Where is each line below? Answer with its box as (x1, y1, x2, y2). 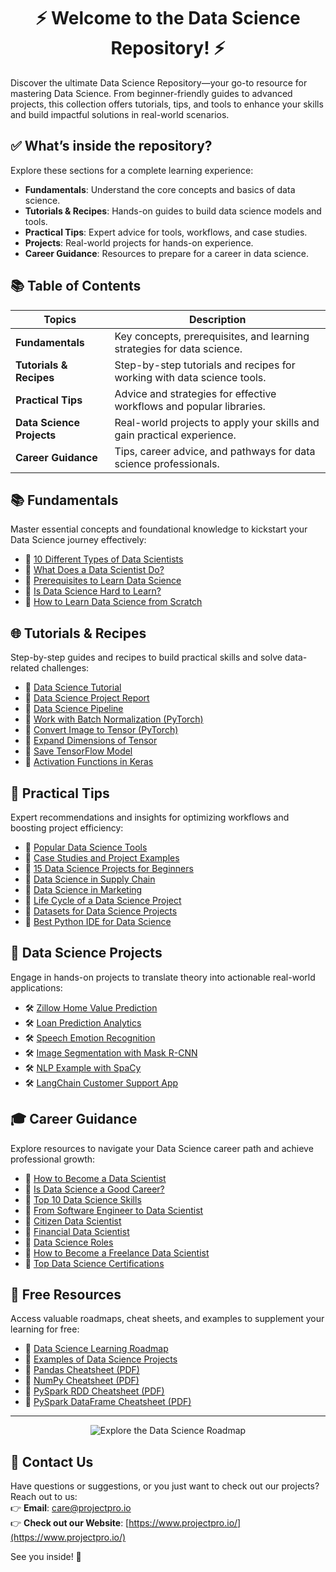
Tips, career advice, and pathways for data (114, 444, 316, 458)
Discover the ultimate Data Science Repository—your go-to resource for (10, 76, 308, 89)
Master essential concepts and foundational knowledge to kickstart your (10, 523, 308, 535)
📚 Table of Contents (10, 278, 142, 295)
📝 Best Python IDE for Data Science (24, 916, 172, 927)
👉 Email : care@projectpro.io (10, 1502, 132, 1514)
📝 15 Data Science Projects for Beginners (24, 863, 194, 874)
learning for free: (10, 1323, 80, 1335)
